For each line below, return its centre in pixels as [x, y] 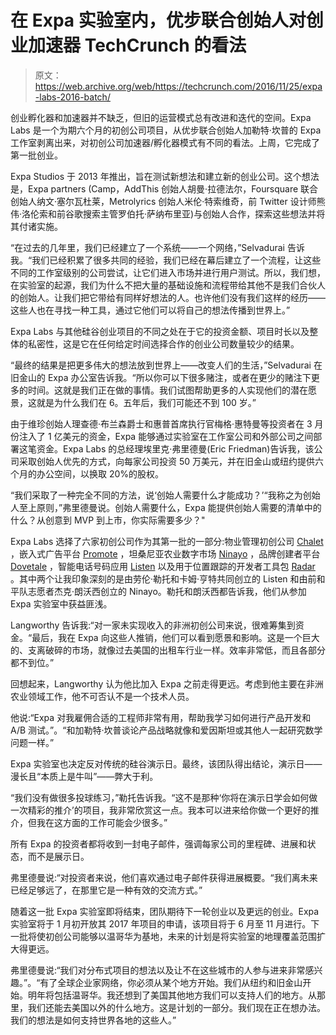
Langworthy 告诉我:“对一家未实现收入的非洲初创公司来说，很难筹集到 [153, 625]
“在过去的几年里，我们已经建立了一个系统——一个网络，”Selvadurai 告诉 [157, 247]
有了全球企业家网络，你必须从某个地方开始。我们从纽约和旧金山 [171, 982]
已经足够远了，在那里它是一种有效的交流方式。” [106, 890]
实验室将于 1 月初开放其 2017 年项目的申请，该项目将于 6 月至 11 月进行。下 [165, 923]
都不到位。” [32, 662]
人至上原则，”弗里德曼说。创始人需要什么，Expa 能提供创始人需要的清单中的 [166, 507]
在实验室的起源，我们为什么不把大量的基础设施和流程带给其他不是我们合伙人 [168, 285]
